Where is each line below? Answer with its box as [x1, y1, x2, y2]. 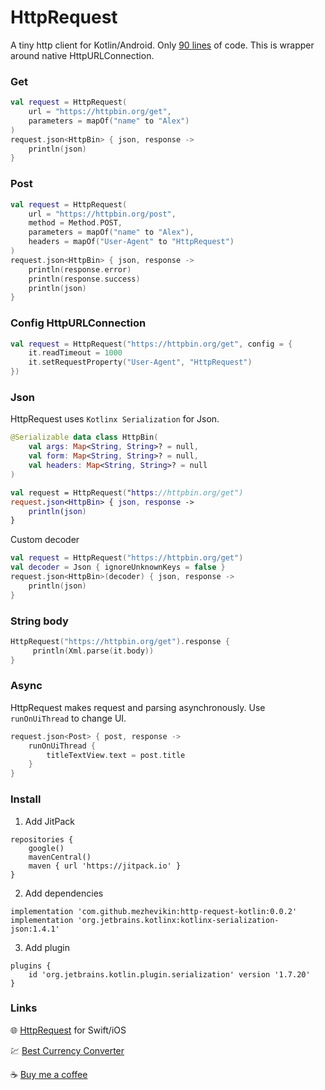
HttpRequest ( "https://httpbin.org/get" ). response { [10, 636, 230, 646]
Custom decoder [10, 534, 80, 546]
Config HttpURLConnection [10, 316, 147, 330]
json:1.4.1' [10, 924, 60, 934]
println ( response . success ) [28, 274, 141, 284]
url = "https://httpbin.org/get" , [28, 107, 172, 117]
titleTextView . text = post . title [46, 750, 186, 760]
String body [10, 614, 69, 628]
